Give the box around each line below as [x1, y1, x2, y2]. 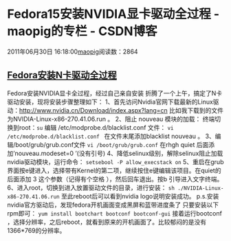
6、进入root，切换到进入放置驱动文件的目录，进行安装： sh [7, 183, 175, 192]
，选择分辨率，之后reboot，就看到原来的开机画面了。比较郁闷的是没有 [7, 218, 207, 226]
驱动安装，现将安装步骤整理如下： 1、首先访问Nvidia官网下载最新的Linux [7, 97, 213, 106]
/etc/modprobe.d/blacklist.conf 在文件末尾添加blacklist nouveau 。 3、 [7, 132, 215, 140]
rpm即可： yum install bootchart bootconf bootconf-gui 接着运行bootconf [7, 209, 222, 217]
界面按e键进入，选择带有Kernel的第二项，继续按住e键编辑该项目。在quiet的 [7, 166, 221, 174]
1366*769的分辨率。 [7, 226, 66, 234]
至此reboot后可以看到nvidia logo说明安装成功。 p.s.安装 [60, 192, 219, 200]
